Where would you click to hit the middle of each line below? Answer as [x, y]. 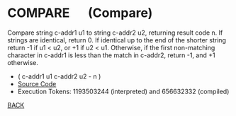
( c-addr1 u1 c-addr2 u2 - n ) [59, 76]
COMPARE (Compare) [80, 13]
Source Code [37, 83]
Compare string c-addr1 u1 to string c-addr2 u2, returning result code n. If [115, 33]
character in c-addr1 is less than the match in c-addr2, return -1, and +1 [111, 55]
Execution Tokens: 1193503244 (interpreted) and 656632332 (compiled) [123, 91]
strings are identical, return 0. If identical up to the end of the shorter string [117, 40]
